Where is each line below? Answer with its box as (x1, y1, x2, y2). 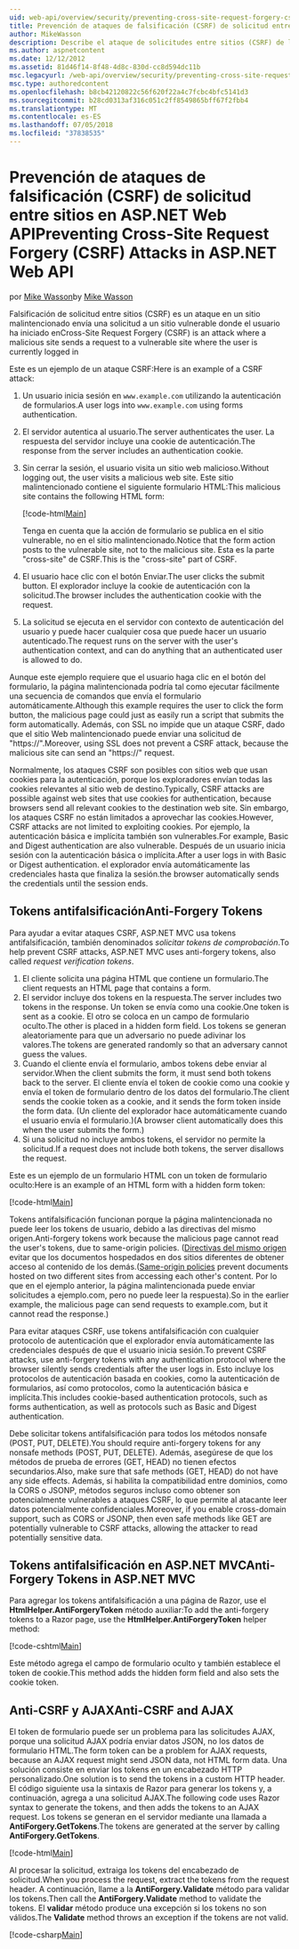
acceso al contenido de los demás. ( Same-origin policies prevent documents (9, 1261, 289, 1272)
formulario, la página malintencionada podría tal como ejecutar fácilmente (9, 681, 280, 691)
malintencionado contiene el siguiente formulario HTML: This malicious (21, 481, 281, 492)
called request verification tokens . (9, 956, 134, 966)
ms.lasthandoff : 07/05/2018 (9, 121, 114, 130)
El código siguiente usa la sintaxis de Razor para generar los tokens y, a (9, 1783, 272, 1794)
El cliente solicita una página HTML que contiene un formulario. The (21, 973, 269, 983)
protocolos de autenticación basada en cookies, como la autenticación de (9, 1372, 280, 1384)
